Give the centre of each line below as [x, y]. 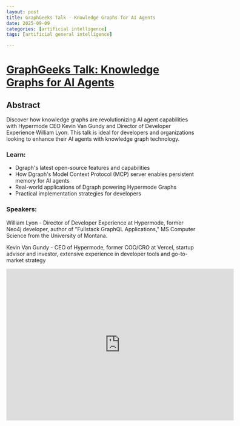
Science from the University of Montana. [57, 235]
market [15, 260]
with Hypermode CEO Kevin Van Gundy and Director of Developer [88, 126]
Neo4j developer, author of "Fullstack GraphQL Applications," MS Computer [101, 229]
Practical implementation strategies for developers [78, 194]
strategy [35, 260]
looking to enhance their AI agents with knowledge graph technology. [93, 139]
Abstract [23, 105]
